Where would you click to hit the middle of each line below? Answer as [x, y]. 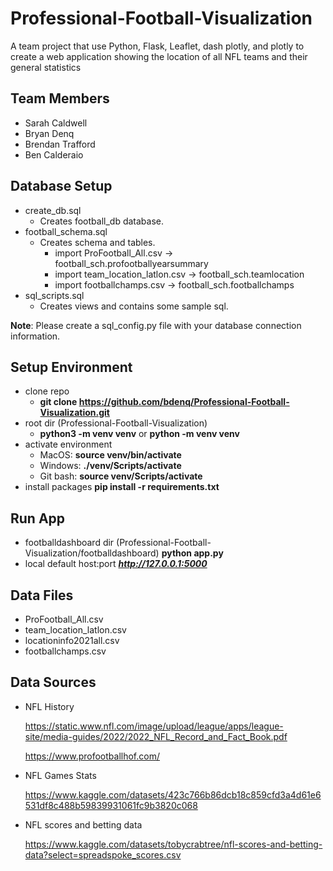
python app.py [192, 553]
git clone [58, 402]
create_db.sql [53, 210]
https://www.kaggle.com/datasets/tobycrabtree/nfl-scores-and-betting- [173, 844]
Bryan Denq [49, 133]
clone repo [47, 391]
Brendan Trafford [60, 144]
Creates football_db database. [102, 221]
